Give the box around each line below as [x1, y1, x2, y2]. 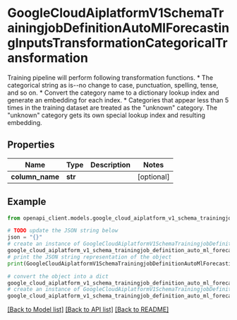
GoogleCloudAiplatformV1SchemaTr [7, 5, 224, 21]
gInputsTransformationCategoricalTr [7, 35, 228, 51]
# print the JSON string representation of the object [7, 253, 172, 261]
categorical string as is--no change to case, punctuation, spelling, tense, [7, 81, 219, 89]
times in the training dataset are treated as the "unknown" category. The [7, 103, 218, 112]
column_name [11, 172, 60, 182]
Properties [7, 139, 55, 151]
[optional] [137, 172, 170, 182]
